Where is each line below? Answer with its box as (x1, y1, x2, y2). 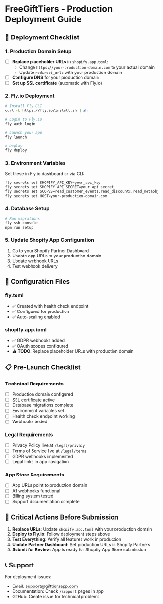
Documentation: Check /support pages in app (12, 588, 104, 594)
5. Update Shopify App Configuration (5, 237, 95, 243)
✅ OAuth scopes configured (12, 343, 69, 349)
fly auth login (5, 121, 36, 126)
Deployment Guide (5, 14, 82, 25)
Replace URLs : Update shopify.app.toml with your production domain (12, 526, 152, 532)
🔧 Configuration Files (5, 277, 70, 286)
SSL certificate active (12, 397, 55, 403)
